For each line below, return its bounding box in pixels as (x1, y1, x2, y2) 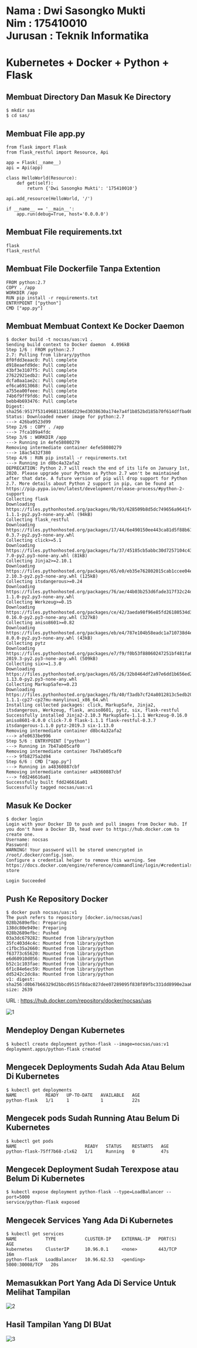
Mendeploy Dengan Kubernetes (6, 1026, 125, 1036)
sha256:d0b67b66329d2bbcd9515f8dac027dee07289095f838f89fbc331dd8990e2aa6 (6, 981, 193, 988)
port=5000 (6, 1194, 30, 1200)
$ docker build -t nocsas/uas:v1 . (6, 337, 93, 342)
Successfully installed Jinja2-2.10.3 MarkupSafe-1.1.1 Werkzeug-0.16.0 (6, 713, 188, 718)
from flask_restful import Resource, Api (6, 149, 109, 155)
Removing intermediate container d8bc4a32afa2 (6, 728, 122, 734)
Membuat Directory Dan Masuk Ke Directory (6, 92, 171, 102)
